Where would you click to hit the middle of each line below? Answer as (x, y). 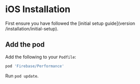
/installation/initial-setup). (32, 28)
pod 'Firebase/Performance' (35, 66)
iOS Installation (38, 9)
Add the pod (25, 45)
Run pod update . (22, 76)
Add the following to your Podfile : (41, 57)
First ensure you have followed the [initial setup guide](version (70, 23)
